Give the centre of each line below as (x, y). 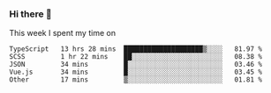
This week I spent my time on (63, 33)
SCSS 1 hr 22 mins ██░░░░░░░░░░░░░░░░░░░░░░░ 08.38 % (136, 57)
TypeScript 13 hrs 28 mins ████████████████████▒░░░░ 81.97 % (136, 49)
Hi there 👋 (31, 14)
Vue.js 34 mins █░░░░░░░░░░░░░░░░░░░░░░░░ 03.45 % (136, 72)
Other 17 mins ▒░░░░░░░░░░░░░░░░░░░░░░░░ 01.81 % (136, 80)
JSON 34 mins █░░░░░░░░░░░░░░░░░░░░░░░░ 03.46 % (136, 65)
